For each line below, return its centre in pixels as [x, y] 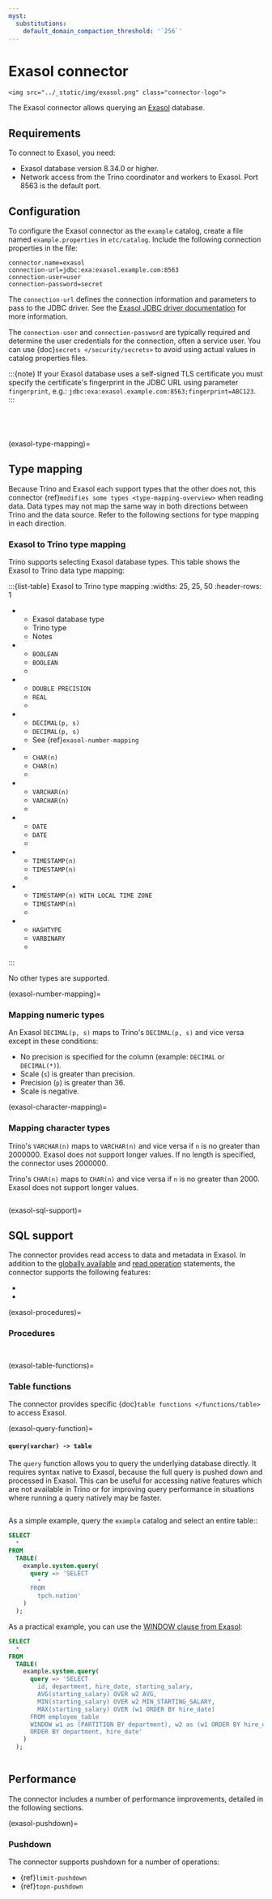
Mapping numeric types [57, 1015]
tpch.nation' [59, 1596]
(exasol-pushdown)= [43, 1823]
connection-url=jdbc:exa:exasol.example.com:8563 [94, 270]
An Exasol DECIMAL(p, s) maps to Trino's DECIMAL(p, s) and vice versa [126, 1033]
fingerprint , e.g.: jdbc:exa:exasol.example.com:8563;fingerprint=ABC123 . [132, 391]
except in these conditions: [53, 1041]
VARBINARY [49, 939]
